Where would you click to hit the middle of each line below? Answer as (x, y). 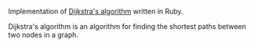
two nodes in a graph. (44, 35)
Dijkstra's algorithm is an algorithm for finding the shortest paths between (127, 26)
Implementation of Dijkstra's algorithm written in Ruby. (96, 11)
